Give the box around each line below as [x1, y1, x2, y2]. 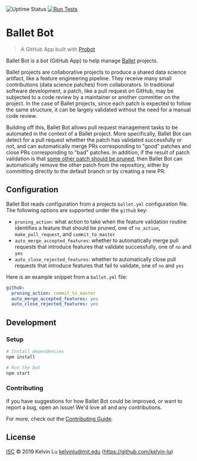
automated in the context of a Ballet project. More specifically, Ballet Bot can [6, 130, 192, 137]
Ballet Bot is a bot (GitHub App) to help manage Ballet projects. [6, 57, 158, 64]
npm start [6, 370, 31, 376]
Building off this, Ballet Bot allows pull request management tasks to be [6, 124, 178, 131]
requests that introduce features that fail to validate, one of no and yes [14, 262, 184, 269]
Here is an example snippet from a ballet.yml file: [6, 273, 128, 280]
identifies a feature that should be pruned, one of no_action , [14, 224, 161, 231]
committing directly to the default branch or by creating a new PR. [6, 167, 166, 174]
